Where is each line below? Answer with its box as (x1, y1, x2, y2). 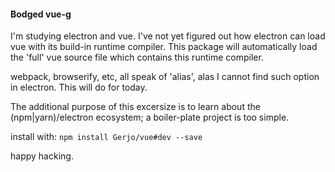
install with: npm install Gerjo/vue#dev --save (10, 131, 203, 143)
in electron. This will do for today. (10, 81, 148, 94)
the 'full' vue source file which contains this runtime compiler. (10, 51, 264, 64)
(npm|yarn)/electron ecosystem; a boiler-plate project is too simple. (10, 111, 290, 124)
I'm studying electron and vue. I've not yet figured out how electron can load (10, 30, 326, 42)
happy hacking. (10, 150, 74, 162)
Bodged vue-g (10, 8, 72, 20)
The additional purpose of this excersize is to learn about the (10, 101, 261, 113)
